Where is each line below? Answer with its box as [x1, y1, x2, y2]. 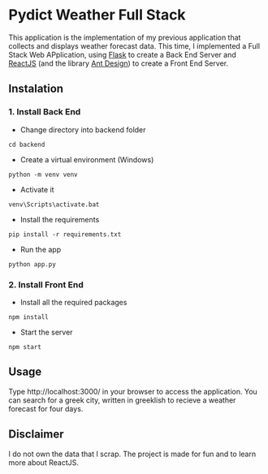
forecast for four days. [8, 403, 84, 413]
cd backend [8, 140, 45, 149]
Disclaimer [8, 428, 64, 442]
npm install [8, 312, 49, 321]
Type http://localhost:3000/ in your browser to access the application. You [8, 386, 257, 396]
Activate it [19, 184, 54, 194]
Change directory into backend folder [19, 124, 146, 135]
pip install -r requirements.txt [8, 230, 122, 239]
